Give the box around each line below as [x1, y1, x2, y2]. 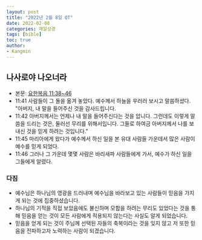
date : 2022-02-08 [6, 20, 50, 26]
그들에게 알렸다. [15, 158, 53, 165]
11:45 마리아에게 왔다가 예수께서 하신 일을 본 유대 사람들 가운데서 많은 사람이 [15, 135, 195, 142]
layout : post [6, 8, 39, 15]
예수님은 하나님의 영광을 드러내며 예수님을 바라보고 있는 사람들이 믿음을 [15, 189, 183, 196]
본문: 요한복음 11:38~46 [15, 89, 72, 97]
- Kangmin [6, 48, 31, 55]
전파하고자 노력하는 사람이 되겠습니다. [26, 227, 116, 234]
